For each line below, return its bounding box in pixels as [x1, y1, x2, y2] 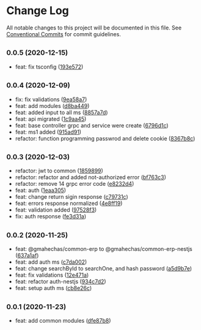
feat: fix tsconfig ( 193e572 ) [15, 63, 84, 71]
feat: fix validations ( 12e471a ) [15, 271, 89, 279]
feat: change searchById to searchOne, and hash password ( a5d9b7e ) [15, 265, 192, 272]
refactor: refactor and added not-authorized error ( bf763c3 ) [15, 174, 167, 181]
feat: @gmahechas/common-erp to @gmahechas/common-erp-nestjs [15, 245, 192, 253]
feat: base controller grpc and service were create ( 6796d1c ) [15, 121, 169, 129]
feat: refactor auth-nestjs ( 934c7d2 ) [15, 278, 106, 285]
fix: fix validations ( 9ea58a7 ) [15, 96, 87, 103]
